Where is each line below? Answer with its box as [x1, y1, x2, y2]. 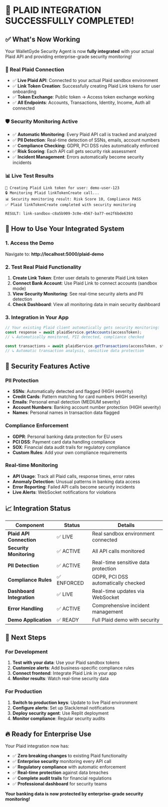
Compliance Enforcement [5, 422, 68, 429]
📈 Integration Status [5, 504, 71, 513]
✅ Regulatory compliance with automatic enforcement [12, 764, 126, 770]
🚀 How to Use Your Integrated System [5, 224, 124, 233]
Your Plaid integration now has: [5, 743, 69, 749]
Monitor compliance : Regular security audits [12, 715, 105, 721]
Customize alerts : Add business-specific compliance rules [12, 665, 134, 671]
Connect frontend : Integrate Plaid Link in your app [12, 670, 117, 676]
